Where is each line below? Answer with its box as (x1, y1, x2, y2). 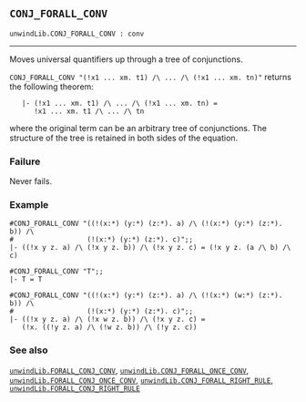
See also (9, 344, 48, 356)
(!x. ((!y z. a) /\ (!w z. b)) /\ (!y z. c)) (21, 323, 198, 332)
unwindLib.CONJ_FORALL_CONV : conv (9, 29, 145, 38)
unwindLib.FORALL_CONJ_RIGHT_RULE (9, 384, 141, 393)
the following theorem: (9, 81, 94, 92)
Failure (9, 155, 41, 168)
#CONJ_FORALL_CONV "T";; (9, 267, 104, 276)
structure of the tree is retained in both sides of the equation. (9, 132, 239, 143)
